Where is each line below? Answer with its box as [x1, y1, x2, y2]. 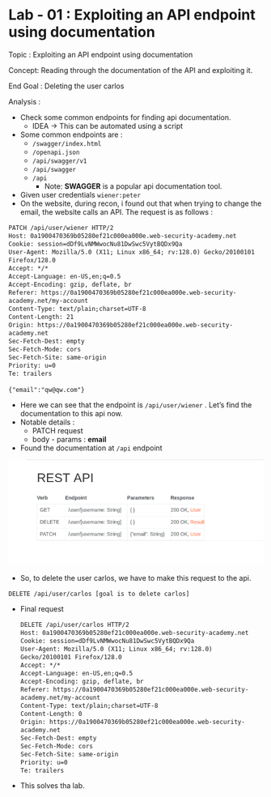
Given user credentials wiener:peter [19, 190, 142, 199]
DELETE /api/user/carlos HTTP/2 [19, 620, 129, 629]
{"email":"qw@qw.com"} [8, 386, 85, 394]
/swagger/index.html [32, 139, 102, 147]
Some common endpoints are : [19, 130, 123, 139]
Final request [19, 603, 65, 613]
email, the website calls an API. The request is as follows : [19, 207, 213, 216]
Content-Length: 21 [8, 313, 74, 321]
